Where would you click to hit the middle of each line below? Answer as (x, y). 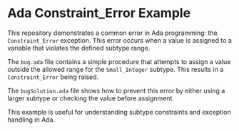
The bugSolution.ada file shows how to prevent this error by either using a (116, 90)
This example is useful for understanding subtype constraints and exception (119, 112)
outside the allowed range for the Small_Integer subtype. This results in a (116, 69)
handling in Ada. (31, 120)
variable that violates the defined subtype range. (79, 48)
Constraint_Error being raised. (53, 77)
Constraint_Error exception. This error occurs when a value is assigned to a (119, 40)
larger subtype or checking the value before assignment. (91, 98)
